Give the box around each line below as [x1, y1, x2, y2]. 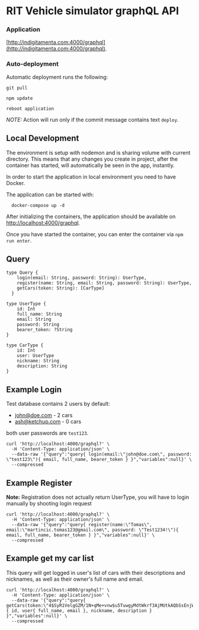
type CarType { [6, 342, 44, 348]
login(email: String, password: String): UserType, [17, 275, 147, 281]
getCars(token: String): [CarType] [17, 285, 105, 291]
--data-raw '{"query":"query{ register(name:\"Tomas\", [11, 522, 152, 528]
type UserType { [6, 301, 46, 307]
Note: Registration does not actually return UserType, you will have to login [6, 494, 190, 501]
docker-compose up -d [11, 202, 65, 208]
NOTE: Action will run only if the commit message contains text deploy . [6, 116, 179, 123]
